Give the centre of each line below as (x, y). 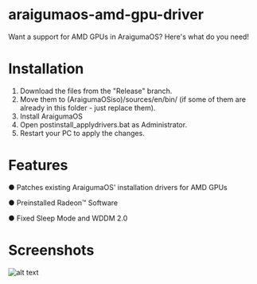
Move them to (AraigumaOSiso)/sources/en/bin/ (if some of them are (133, 99)
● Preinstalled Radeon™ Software (63, 202)
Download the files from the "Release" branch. (96, 91)
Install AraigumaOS (51, 116)
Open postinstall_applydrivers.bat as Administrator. (103, 124)
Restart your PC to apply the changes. (82, 133)
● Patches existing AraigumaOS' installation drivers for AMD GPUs (118, 187)
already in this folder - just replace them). (88, 107)
